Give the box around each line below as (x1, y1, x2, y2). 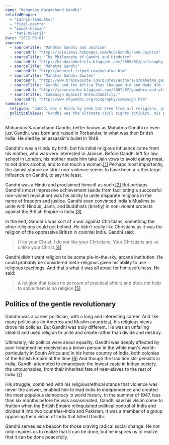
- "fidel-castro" (10, 21, 46, 27)
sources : (5, 40, 24, 45)
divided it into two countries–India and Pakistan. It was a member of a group (5, 408, 163, 414)
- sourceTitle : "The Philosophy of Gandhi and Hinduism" (10, 54, 132, 60)
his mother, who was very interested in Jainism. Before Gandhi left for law (5, 150, 158, 157)
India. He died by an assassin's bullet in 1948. (5, 135, 100, 141)
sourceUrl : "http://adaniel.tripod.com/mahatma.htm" (14, 69, 127, 74)
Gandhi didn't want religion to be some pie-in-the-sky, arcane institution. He (5, 254, 163, 260)
